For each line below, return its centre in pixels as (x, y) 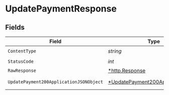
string (115, 51)
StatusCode (21, 61)
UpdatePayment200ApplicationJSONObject (55, 82)
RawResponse (22, 71)
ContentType (22, 51)
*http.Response (127, 71)
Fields (15, 27)
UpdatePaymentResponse (61, 9)
